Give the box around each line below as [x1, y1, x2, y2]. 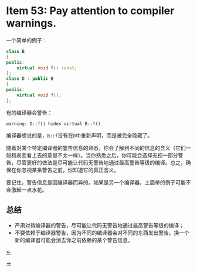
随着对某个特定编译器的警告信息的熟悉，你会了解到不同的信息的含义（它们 [6, 144, 186, 151]
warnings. [6, 16, 57, 30]
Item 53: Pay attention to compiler [6, 4, 175, 18]
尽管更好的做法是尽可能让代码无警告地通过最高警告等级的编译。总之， [16, 159, 186, 166]
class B [6, 48, 25, 54]
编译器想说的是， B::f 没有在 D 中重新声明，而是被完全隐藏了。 [6, 132, 153, 139]
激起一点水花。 [11, 186, 47, 193]
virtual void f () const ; [16, 65, 77, 71]
